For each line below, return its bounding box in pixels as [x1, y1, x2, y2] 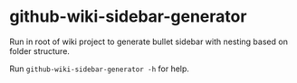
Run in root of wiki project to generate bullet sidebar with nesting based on [9, 36, 288, 47]
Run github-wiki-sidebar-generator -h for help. [9, 63, 190, 74]
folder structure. [9, 45, 71, 56]
